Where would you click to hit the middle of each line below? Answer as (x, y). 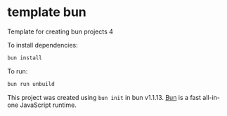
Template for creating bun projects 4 (60, 31)
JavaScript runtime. (48, 105)
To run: (18, 71)
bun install (25, 58)
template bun (47, 12)
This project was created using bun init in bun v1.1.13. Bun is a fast (104, 97)
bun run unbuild (31, 84)
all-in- (211, 97)
